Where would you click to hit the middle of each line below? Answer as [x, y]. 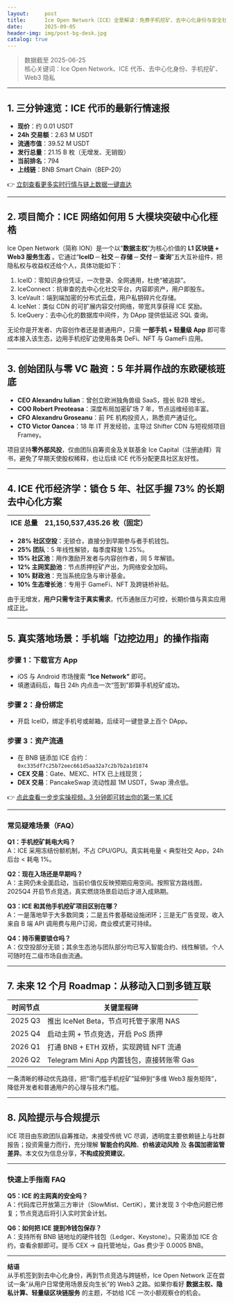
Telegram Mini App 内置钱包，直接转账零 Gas [121, 1060]
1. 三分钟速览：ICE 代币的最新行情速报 [88, 108]
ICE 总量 [24, 523]
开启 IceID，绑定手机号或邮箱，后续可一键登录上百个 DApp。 [104, 721]
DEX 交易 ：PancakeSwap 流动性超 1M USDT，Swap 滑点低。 [105, 782]
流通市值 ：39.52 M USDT [53, 143]
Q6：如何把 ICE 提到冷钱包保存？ [54, 1228]
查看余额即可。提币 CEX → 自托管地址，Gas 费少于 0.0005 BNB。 [113, 1245]
